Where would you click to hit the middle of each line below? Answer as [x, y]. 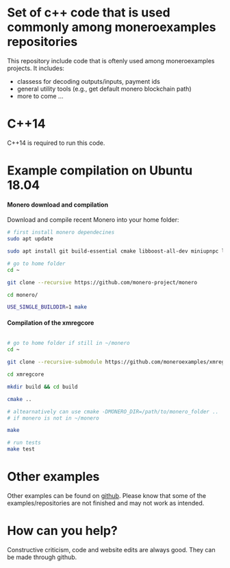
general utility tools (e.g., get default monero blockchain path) [104, 89]
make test [21, 449]
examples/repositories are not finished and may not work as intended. [106, 503]
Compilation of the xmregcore [51, 322]
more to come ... [40, 96]
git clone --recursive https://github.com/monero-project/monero [102, 282]
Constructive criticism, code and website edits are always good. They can [111, 549]
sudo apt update [30, 239]
